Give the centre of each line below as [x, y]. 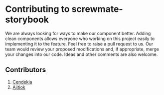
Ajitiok [19, 87]
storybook [27, 20]
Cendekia [22, 82]
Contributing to [37, 9]
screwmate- [97, 9]
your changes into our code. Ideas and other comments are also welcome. [82, 54]
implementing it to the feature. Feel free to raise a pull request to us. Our [79, 44]
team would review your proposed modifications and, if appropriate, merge [82, 49]
